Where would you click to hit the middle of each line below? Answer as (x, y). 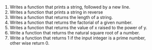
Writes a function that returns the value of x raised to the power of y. (78, 28)
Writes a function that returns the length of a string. (61, 17)
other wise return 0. (29, 43)
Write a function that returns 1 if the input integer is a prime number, (78, 38)
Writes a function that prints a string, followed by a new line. (70, 7)
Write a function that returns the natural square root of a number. (75, 33)
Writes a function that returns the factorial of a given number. (71, 22)
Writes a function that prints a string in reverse (56, 12)
